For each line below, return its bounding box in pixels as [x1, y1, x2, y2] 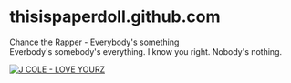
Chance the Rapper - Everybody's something [9, 36, 180, 47]
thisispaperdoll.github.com [9, 6, 221, 27]
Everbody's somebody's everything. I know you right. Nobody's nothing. [9, 46, 283, 57]
